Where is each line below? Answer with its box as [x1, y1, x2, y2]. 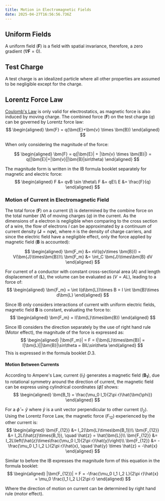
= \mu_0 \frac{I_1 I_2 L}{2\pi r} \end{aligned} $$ [34, 476, 131, 482]
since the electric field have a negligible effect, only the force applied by [5, 234, 152, 240]
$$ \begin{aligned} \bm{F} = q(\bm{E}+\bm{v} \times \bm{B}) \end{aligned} [5, 126, 160, 132]
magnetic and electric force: [5, 171, 63, 177]
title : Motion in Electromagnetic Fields [5, 7, 92, 12]
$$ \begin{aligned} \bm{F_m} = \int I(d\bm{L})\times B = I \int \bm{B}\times [6, 287, 159, 293]
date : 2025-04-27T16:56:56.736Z [5, 12, 71, 17]
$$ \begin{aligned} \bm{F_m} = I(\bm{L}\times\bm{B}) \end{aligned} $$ [9, 314, 156, 321]
